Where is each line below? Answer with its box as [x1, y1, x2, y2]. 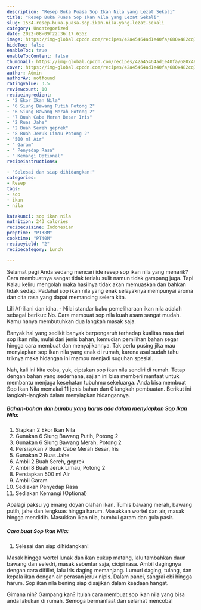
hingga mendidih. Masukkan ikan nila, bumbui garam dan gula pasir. [7, 514, 174, 521]
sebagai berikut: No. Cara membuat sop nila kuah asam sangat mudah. [7, 311, 181, 318]
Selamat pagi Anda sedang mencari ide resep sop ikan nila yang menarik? [7, 268, 188, 275]
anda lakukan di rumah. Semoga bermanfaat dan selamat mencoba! [7, 597, 174, 605]
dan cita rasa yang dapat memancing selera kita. [7, 293, 126, 301]
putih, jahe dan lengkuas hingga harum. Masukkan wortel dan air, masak [7, 507, 184, 515]
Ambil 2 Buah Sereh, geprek [15, 458, 85, 465]
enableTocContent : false [7, 53, 69, 59]
